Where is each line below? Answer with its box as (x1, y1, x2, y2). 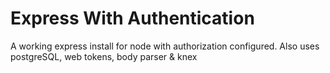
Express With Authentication (10, 7, 255, 30)
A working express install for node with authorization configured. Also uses (10, 40, 320, 52)
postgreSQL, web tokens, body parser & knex (10, 50, 198, 62)
